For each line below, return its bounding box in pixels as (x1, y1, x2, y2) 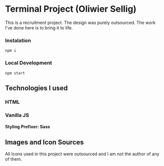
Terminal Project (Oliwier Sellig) (5, 3, 137, 15)
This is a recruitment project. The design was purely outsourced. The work (5, 20, 156, 25)
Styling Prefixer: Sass (5, 124, 50, 130)
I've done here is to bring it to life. (5, 24, 73, 30)
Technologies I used (5, 84, 68, 92)
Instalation (5, 37, 31, 44)
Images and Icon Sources (5, 138, 84, 146)
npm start (5, 71, 25, 75)
